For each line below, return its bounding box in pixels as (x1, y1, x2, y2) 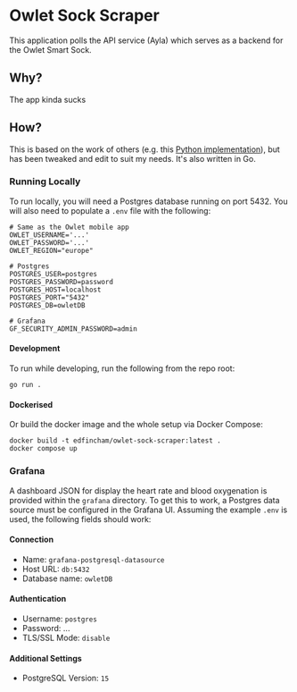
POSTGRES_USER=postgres (9, 269, 98, 278)
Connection (9, 534, 54, 545)
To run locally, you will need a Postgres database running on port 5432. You (9, 196, 288, 207)
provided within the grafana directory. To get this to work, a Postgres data (9, 494, 280, 505)
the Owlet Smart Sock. (9, 44, 92, 55)
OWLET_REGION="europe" (9, 246, 94, 255)
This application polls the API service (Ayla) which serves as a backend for (9, 35, 284, 46)
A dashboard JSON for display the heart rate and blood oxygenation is (9, 485, 268, 496)
